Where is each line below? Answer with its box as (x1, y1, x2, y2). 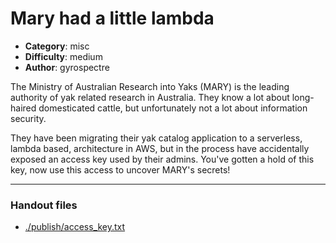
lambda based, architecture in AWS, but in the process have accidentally (10, 142, 310, 154)
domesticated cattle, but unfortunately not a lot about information (38, 102, 308, 114)
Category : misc (24, 40, 90, 52)
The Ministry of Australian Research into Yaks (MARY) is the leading (10, 80, 290, 92)
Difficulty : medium (24, 50, 103, 62)
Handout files (10, 198, 78, 212)
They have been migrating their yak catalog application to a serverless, (10, 132, 303, 144)
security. (10, 112, 47, 124)
